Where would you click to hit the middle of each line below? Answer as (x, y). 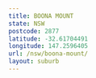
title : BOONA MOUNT (41, 16)
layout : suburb (34, 62)
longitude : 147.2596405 (48, 46)
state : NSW (27, 24)
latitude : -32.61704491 (48, 39)
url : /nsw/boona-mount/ (48, 54)
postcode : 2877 (34, 31)
